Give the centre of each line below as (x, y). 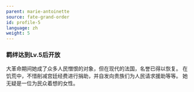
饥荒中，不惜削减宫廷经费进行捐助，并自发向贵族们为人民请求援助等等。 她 (97, 76)
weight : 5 (18, 33)
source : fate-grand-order (38, 17)
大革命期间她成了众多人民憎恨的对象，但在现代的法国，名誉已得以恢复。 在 (97, 69)
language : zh (22, 28)
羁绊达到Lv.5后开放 (33, 55)
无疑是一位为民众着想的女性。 (42, 83)
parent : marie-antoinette (38, 11)
